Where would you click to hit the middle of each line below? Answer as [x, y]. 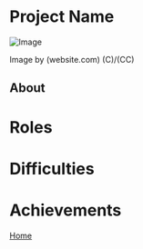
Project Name [62, 17]
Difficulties [52, 169]
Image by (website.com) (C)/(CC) [72, 59]
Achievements [66, 210]
